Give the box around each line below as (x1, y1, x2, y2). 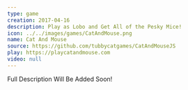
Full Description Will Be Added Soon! (7, 75, 113, 83)
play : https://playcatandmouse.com (7, 50, 111, 57)
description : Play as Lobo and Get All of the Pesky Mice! (7, 23, 182, 30)
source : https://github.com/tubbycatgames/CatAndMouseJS (7, 43, 176, 50)
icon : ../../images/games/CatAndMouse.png (7, 29, 132, 37)
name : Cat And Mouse (7, 36, 68, 43)
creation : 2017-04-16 (7, 17, 70, 24)
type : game (7, 10, 39, 17)
